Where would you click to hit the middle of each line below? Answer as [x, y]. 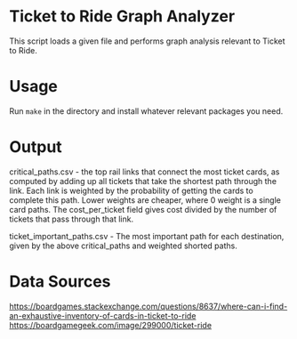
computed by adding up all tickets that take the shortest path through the [143, 181]
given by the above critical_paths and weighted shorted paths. [123, 246]
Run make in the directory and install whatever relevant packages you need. [146, 111]
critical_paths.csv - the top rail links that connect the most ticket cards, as [144, 172]
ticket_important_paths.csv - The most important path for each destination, [147, 236]
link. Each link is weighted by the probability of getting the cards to [131, 190]
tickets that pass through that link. [72, 219]
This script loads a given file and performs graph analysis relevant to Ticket [148, 41]
